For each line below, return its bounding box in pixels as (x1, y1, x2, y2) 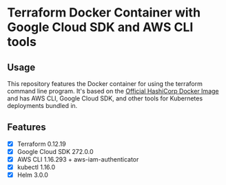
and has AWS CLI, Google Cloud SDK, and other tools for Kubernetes (7, 94, 203, 102)
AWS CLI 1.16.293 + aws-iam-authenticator (17, 155, 139, 163)
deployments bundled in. (7, 102, 78, 109)
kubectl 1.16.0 (17, 163, 56, 171)
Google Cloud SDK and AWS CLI (7, 19, 194, 35)
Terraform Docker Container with (7, 5, 201, 21)
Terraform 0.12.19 (17, 140, 67, 148)
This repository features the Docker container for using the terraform (7, 80, 203, 87)
